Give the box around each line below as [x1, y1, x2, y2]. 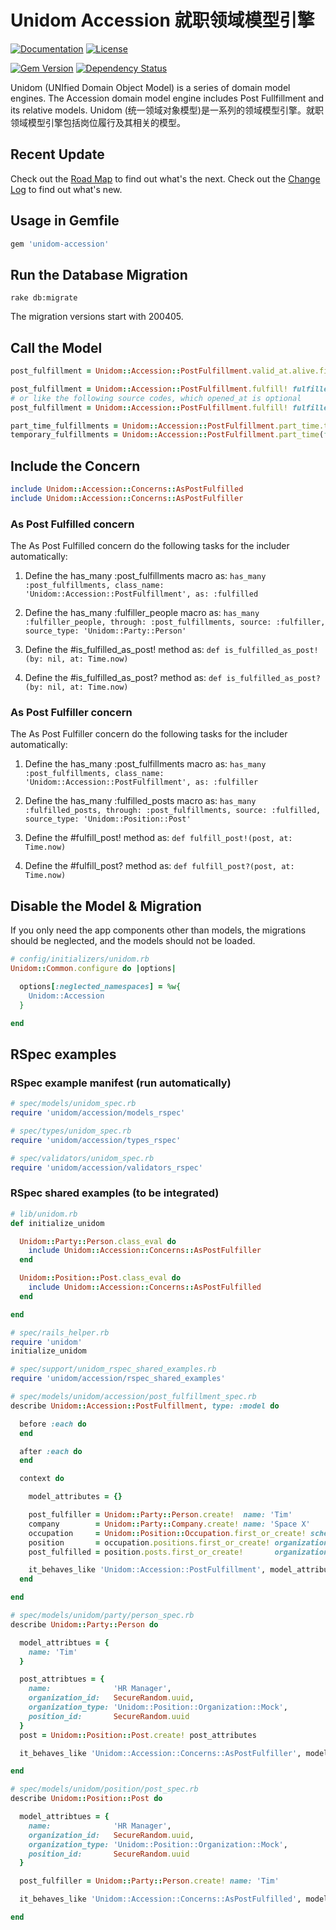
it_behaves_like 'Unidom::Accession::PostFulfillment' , [28, 1565, 267, 1575]
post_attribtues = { [19, 1674, 105, 1685]
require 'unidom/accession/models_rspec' [10, 1108, 186, 1118]
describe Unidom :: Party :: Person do [10, 1619, 159, 1630]
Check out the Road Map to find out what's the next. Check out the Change [10, 172, 321, 185]
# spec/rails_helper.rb [10, 1327, 110, 1338]
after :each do [19, 1446, 83, 1456]
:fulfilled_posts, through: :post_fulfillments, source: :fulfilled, [24, 806, 322, 816]
